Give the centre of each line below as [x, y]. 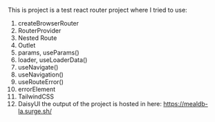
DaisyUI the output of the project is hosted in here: [90, 104]
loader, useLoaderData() [53, 60]
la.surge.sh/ [35, 111]
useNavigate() [38, 67]
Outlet [27, 45]
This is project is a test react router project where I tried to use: [97, 10]
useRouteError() [41, 82]
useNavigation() [41, 74]
